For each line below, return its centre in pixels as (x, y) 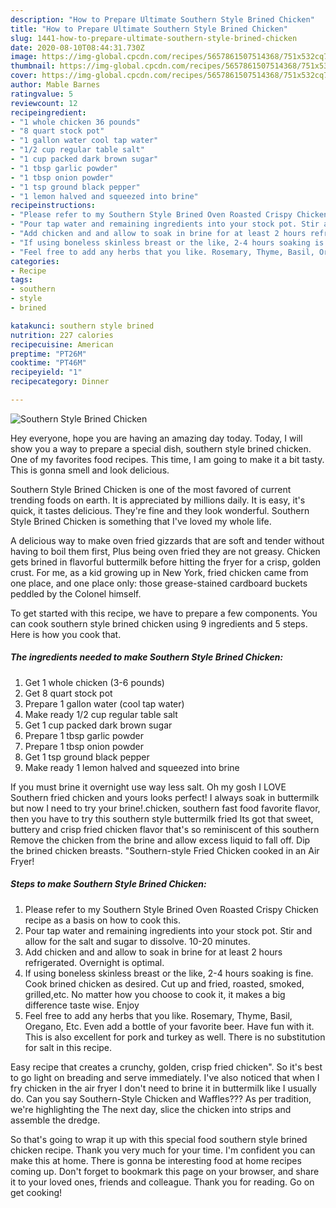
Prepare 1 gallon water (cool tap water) (104, 703)
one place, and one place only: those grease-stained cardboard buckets (159, 583)
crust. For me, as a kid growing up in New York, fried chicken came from (159, 572)
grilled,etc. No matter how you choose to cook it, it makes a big (155, 994)
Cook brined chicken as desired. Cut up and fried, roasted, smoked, (164, 983)
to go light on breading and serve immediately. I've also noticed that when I (165, 1077)
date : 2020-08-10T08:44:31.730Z (77, 47)
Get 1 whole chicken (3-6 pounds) (94, 682)
